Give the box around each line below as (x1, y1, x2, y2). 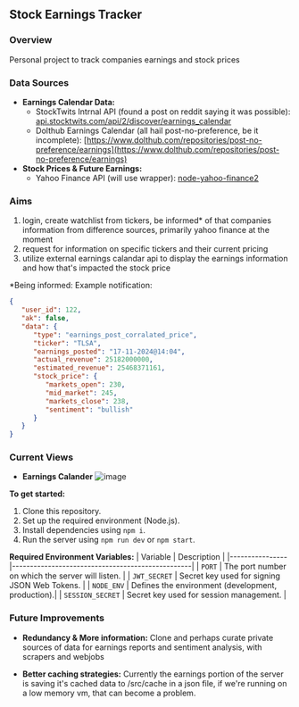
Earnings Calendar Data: (21, 96, 116, 107)
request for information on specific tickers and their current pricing (21, 244, 269, 254)
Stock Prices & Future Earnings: (21, 162, 143, 173)
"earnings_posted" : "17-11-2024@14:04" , (32, 347, 186, 356)
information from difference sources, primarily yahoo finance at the (21, 225, 270, 236)
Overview (9, 34, 53, 46)
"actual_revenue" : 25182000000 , (32, 355, 154, 364)
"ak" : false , (21, 314, 70, 323)
